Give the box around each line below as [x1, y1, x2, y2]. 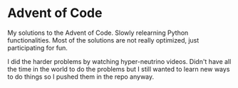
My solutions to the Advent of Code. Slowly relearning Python [7, 28, 189, 37]
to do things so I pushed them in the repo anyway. [7, 72, 155, 81]
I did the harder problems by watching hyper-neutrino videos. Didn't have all [7, 57, 232, 65]
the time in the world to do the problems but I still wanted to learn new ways [7, 65, 230, 73]
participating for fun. [7, 43, 68, 52]
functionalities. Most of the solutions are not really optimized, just [7, 35, 200, 44]
